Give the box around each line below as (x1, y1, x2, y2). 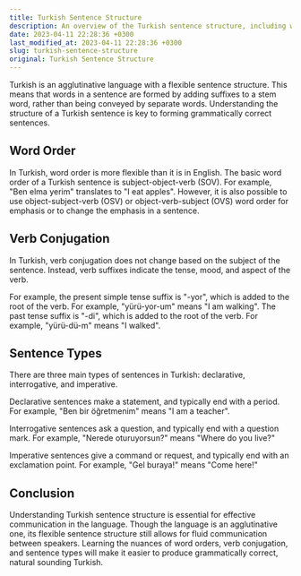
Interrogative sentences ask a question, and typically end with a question (9, 423, 279, 434)
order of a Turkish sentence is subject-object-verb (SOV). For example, (9, 176, 272, 187)
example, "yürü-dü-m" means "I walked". (9, 320, 161, 331)
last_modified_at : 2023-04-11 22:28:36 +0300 (9, 38, 182, 47)
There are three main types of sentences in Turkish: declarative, (9, 369, 245, 381)
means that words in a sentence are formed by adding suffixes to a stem (9, 89, 277, 99)
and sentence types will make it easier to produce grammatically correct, (9, 547, 279, 558)
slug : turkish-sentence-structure (9, 47, 139, 56)
